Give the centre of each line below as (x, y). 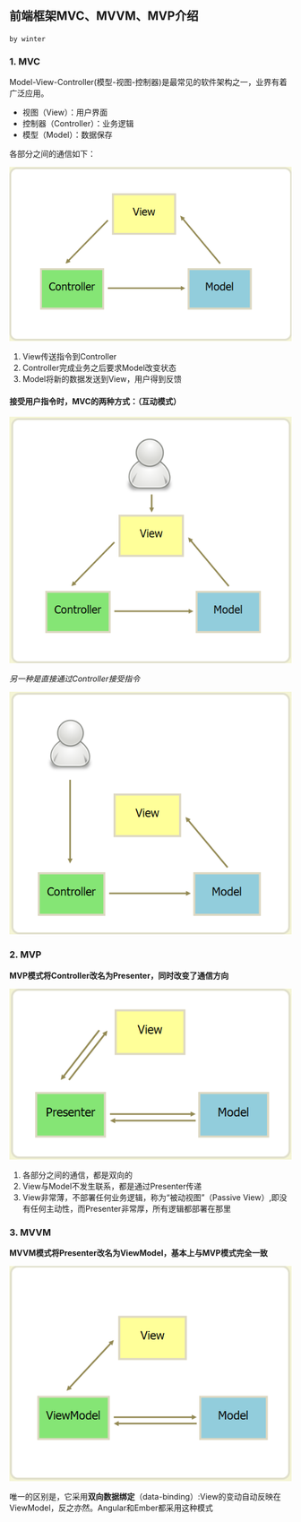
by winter (28, 39)
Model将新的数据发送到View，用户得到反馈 (102, 378)
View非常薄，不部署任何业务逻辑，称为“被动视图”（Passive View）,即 (150, 1197)
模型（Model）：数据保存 (67, 135)
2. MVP (26, 955)
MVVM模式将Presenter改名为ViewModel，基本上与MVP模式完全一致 (139, 1252)
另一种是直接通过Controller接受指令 (75, 679)
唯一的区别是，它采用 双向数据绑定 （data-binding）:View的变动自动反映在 (145, 1497)
